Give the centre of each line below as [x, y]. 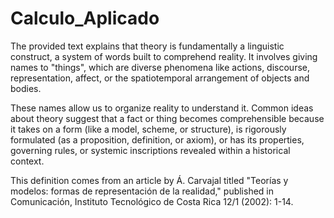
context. [27, 161]
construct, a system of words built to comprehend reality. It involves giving [164, 56]
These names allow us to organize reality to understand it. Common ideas [162, 108]
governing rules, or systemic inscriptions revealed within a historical [150, 150]
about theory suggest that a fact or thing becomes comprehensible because [167, 118]
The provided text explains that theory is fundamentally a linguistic [147, 46]
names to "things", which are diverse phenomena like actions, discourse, [160, 67]
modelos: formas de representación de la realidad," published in [142, 191]
